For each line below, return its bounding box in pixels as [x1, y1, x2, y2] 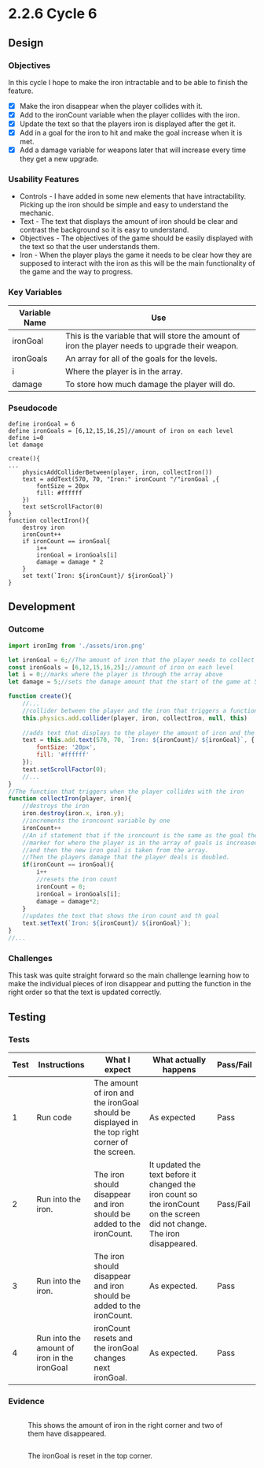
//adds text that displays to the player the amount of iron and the [22, 728, 255, 737]
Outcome [8, 624, 45, 635]
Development [8, 600, 76, 613]
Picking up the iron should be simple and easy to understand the [19, 200, 229, 210]
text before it [148, 1168, 196, 1179]
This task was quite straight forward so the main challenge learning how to [8, 971, 250, 980]
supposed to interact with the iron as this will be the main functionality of [19, 259, 255, 268]
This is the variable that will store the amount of [65, 330, 240, 341]
